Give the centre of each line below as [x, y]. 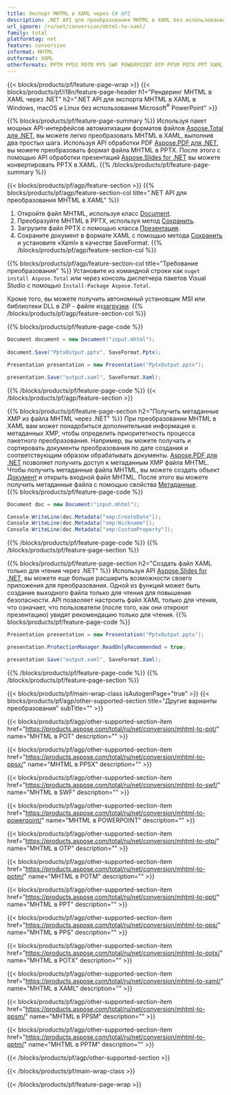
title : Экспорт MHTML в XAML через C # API [69, 13]
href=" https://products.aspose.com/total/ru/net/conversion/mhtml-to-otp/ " [113, 841]
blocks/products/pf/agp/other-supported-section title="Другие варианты [112, 701]
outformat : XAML [30, 59]
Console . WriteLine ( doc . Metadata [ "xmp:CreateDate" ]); [84, 517]
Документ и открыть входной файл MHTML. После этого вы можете [108, 477]
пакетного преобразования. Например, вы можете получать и [99, 440]
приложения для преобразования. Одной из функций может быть [104, 585]
